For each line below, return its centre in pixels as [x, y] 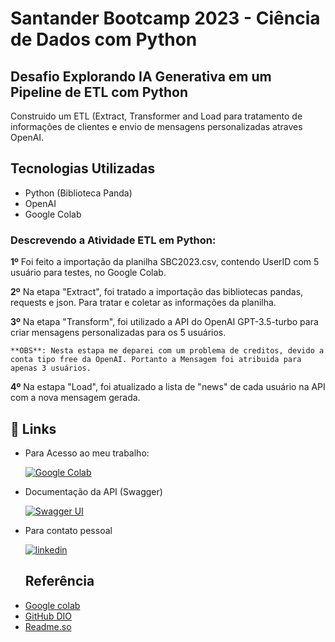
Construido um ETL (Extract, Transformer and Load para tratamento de [156, 116]
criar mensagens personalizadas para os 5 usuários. [118, 333]
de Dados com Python [104, 39]
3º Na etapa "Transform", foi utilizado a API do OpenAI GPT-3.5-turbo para [164, 322]
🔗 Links [33, 428]
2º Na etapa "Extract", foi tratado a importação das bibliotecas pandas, [157, 292]
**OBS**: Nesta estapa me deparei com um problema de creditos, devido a [167, 351]
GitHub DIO [48, 616]
